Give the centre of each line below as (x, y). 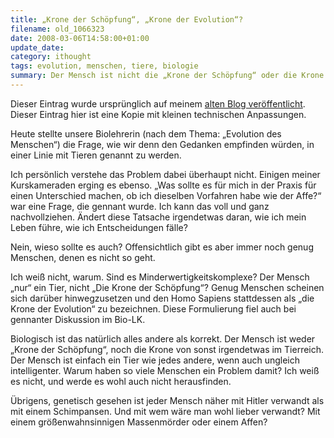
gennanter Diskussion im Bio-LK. (78, 319)
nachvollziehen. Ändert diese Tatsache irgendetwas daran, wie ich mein (158, 217)
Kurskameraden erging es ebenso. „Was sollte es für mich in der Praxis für (163, 185)
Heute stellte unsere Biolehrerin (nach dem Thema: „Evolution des (146, 133)
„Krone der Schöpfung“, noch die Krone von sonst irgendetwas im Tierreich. (167, 349)
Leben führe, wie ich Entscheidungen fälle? (99, 227)
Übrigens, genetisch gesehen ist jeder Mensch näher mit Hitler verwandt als (167, 400)
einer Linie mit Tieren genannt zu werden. (96, 155)
